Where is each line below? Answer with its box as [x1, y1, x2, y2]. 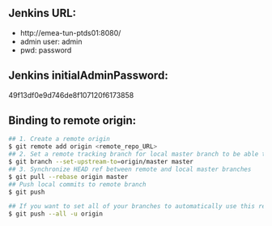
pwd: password [19, 45, 72, 55]
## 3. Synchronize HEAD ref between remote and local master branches [8, 165, 252, 173]
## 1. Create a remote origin [8, 135, 111, 143]
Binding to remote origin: [8, 113, 137, 128]
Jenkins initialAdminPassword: [8, 69, 168, 83]
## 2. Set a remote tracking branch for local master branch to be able [8, 150, 259, 159]
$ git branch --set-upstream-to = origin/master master [8, 158, 194, 166]
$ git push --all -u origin [8, 210, 104, 218]
